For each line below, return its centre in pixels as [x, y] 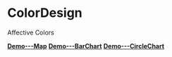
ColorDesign [45, 13]
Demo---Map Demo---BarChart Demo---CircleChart [86, 46]
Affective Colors [31, 32]
